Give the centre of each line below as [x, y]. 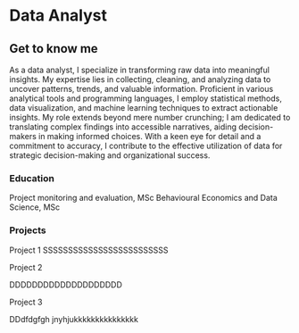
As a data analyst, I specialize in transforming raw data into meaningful [140, 70]
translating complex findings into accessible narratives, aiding [123, 127]
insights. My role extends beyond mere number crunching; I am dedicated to [150, 117]
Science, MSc [35, 207]
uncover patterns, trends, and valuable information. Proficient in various [141, 89]
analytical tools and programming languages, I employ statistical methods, [146, 98]
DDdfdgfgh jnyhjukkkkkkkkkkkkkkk [74, 319]
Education [32, 178]
